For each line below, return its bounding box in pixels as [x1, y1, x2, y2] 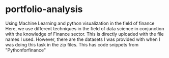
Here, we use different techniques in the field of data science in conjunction [5, 25, 164, 31]
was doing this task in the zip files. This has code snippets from [5, 41, 139, 47]
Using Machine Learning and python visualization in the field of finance [5, 20, 155, 26]
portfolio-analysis [5, 4, 83, 15]
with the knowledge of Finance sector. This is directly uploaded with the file [5, 31, 164, 37]
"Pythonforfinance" [5, 47, 46, 53]
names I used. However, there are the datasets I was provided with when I [5, 36, 160, 42]
